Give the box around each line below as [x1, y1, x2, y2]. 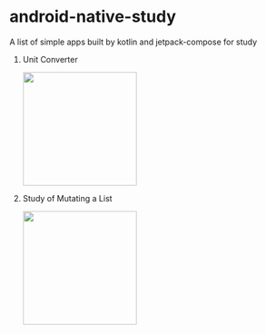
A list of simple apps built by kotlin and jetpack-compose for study [9, 36, 258, 47]
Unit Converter [22, 54, 79, 64]
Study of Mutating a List [22, 192, 113, 203]
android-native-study [9, 6, 177, 27]
